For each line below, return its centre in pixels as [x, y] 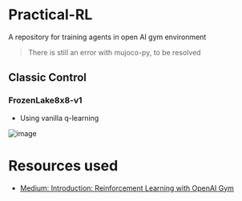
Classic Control [47, 78]
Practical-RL [50, 15]
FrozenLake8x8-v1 [45, 100]
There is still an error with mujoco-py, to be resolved [115, 52]
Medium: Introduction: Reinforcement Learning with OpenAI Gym [127, 188]
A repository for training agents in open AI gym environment [107, 37]
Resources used [63, 165]
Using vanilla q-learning [59, 118]
